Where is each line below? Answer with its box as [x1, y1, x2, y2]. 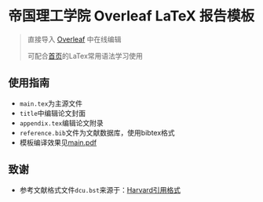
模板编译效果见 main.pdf [19, 138, 97, 147]
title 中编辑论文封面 [19, 108, 86, 117]
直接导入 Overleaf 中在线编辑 [27, 34, 122, 44]
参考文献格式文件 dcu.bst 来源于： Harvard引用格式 [19, 185, 181, 194]
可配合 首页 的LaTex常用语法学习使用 [27, 51, 144, 60]
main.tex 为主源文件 [19, 99, 83, 108]
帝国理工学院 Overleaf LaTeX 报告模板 [8, 7, 255, 25]
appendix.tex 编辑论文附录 [19, 118, 104, 128]
